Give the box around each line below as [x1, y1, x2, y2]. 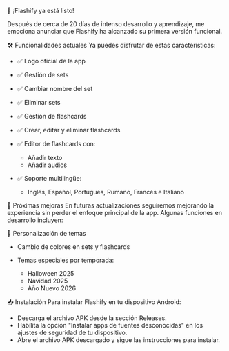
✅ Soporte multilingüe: [17, 174, 82, 182]
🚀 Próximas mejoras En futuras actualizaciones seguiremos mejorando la [7, 201, 215, 210]
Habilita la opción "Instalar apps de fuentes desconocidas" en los [17, 321, 203, 329]
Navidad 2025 [27, 277, 68, 285]
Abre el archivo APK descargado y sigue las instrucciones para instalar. [17, 336, 221, 344]
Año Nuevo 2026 [27, 284, 77, 292]
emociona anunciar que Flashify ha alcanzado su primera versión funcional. [7, 28, 223, 35]
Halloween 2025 [27, 270, 74, 277]
